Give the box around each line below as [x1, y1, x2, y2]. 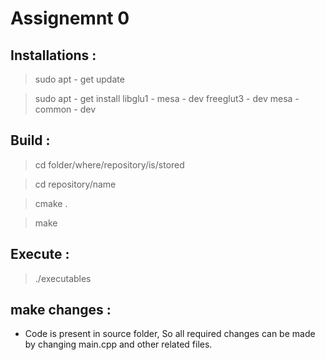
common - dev [34, 103, 97, 115]
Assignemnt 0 [10, 7, 130, 30]
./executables [34, 272, 92, 284]
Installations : [10, 47, 97, 64]
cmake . [34, 197, 68, 209]
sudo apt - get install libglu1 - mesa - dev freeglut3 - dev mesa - [34, 93, 300, 104]
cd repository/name [34, 178, 117, 190]
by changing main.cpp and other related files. [24, 338, 213, 351]
